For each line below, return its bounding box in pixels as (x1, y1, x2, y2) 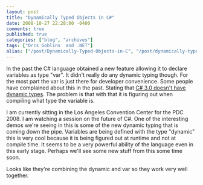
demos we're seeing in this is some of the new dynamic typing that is (6, 122, 178, 129)
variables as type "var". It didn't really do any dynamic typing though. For (6, 71, 188, 79)
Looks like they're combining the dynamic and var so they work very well (6, 165, 188, 172)
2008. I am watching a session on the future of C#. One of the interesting (6, 115, 188, 122)
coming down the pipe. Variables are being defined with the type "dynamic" (6, 128, 195, 135)
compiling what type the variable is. (6, 97, 95, 104)
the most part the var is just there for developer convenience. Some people (6, 77, 193, 85)
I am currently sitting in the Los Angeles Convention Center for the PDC (6, 108, 184, 115)
